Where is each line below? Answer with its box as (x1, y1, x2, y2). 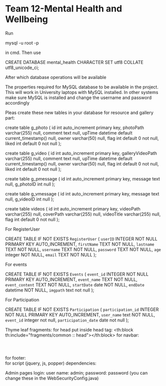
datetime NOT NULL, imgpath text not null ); (5, 287, 94, 293)
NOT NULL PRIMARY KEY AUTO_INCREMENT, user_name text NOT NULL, (5, 311, 155, 317)
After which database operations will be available (5, 74, 106, 80)
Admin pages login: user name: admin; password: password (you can (5, 369, 148, 375)
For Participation (5, 296, 39, 302)
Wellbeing (5, 13, 48, 25)
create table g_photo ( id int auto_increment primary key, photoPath (5, 124, 144, 130)
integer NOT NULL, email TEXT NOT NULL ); (5, 251, 96, 257)
